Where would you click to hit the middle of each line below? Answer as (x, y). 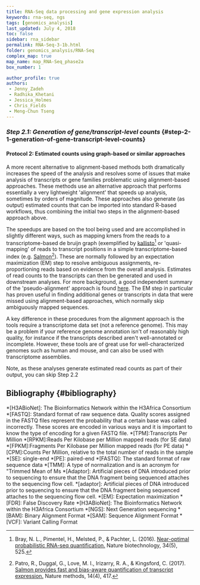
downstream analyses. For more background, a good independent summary (99, 281)
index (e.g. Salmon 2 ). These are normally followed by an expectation (90, 256)
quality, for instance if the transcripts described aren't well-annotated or (95, 338)
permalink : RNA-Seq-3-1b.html (44, 45)
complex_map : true (29, 56)
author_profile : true (33, 78)
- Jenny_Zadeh (26, 89)
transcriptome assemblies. (39, 357)
